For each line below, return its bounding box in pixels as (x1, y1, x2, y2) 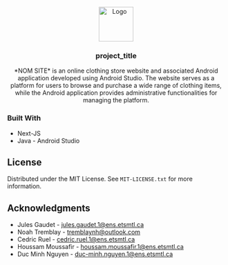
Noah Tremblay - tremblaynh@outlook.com (17, 228, 140, 237)
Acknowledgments (7, 202, 91, 214)
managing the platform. (82, 96, 150, 104)
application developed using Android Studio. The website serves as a (17, 74, 215, 82)
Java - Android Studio (17, 136, 80, 145)
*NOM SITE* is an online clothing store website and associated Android (13, 66, 218, 75)
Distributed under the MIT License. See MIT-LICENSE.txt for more (7, 175, 193, 183)
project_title (95, 51, 137, 60)
